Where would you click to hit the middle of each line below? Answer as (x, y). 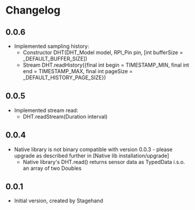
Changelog (33, 10)
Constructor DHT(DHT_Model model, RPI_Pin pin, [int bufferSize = (103, 52)
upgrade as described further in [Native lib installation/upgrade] (91, 155)
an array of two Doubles (52, 168)
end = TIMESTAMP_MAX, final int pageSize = (78, 71)
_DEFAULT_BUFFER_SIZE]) (55, 59)
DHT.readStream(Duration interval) (65, 116)
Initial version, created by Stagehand (59, 201)
